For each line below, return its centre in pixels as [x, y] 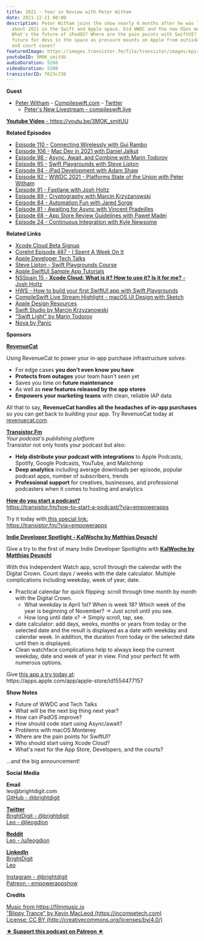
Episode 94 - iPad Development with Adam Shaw [76, 170]
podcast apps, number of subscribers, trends [72, 476]
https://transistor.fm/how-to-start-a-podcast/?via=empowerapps [87, 507]
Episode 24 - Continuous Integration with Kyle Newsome [86, 222]
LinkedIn [18, 852]
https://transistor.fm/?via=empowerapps [57, 525]
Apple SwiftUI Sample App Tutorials [59, 271]
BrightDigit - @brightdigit [38, 816]
